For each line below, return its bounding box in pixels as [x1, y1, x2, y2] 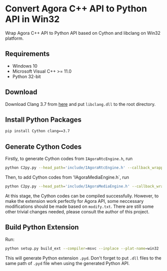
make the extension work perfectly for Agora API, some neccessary [5, 198, 144, 204]
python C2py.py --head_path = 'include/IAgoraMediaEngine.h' [5, 183, 130, 189]
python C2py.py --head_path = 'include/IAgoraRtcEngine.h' [5, 165, 126, 171]
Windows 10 [12, 63, 38, 69]
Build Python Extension [5, 223, 79, 232]
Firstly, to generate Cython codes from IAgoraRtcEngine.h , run [5, 156, 133, 162]
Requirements [5, 50, 50, 58]
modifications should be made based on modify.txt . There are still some [5, 203, 154, 209]
